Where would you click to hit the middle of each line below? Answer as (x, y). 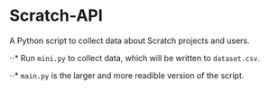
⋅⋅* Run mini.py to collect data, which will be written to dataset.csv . (134, 58)
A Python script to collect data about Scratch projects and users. (130, 40)
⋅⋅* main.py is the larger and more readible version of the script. (127, 75)
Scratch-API (56, 16)
